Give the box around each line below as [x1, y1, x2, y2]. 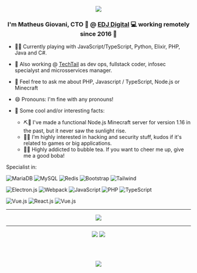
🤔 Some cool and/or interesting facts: [14, 107, 105, 114]
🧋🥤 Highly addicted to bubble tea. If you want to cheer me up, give [23, 146, 184, 153]
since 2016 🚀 [80, 29, 117, 37]
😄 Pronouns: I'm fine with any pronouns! [14, 96, 114, 103]
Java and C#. [14, 49, 47, 56]
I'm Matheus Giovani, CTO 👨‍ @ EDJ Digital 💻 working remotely [7, 20, 190, 28]
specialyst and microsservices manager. [14, 67, 113, 74]
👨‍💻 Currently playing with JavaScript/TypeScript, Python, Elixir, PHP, [14, 43, 181, 50]
